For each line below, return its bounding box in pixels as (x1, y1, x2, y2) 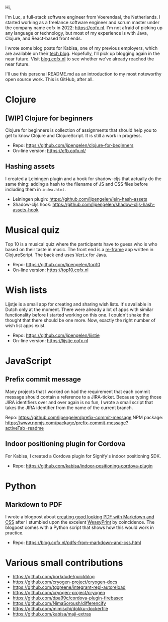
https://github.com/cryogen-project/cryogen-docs (12, 579, 118, 585)
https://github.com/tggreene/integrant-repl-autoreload (12, 584, 126, 590)
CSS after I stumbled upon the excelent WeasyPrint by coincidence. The (5, 519, 155, 525)
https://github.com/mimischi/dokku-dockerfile (12, 606, 108, 612)
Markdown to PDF (5, 500, 62, 509)
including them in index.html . (5, 186, 66, 192)
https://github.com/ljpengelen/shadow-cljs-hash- (52, 201, 155, 207)
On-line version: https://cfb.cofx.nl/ (12, 148, 87, 153)
